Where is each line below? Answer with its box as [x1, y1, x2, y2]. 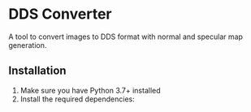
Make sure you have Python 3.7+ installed [19, 85, 161, 95]
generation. [8, 40, 47, 50]
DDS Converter [8, 5, 112, 24]
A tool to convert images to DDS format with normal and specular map [8, 32, 244, 41]
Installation [8, 64, 67, 78]
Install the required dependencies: [19, 94, 136, 104]
